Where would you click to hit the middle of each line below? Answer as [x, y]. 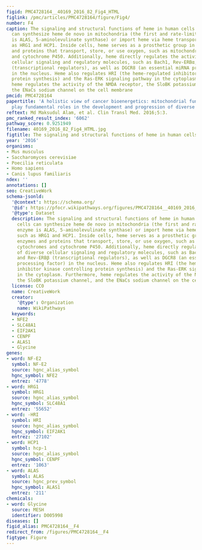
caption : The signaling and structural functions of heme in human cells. [102, 29]
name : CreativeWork [36, 292]
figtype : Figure [26, 538]
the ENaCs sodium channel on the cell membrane [72, 90]
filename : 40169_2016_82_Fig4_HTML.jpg [56, 129]
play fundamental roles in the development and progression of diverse [103, 107]
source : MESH [28, 510]
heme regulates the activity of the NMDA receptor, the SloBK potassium [105, 85]
